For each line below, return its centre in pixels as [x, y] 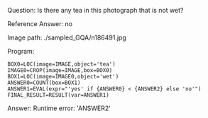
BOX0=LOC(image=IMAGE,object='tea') [61, 64]
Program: [21, 51]
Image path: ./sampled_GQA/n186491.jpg [67, 37]
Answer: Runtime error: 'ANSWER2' [59, 108]
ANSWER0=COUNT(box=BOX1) [44, 83]
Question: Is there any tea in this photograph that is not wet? [95, 10]
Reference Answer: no [40, 24]
